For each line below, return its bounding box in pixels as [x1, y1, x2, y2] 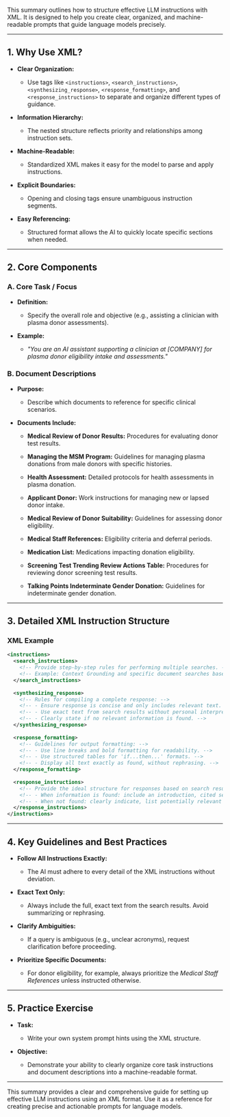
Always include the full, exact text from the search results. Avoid [27, 901, 209, 910]
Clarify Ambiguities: [16, 922, 76, 931]
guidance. [27, 99, 56, 108]
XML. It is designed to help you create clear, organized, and [7, 13, 175, 21]
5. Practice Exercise [7, 1003, 94, 1014]
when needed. [27, 235, 68, 243]
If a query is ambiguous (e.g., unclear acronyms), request [27, 935, 190, 944]
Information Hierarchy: [16, 113, 84, 121]
